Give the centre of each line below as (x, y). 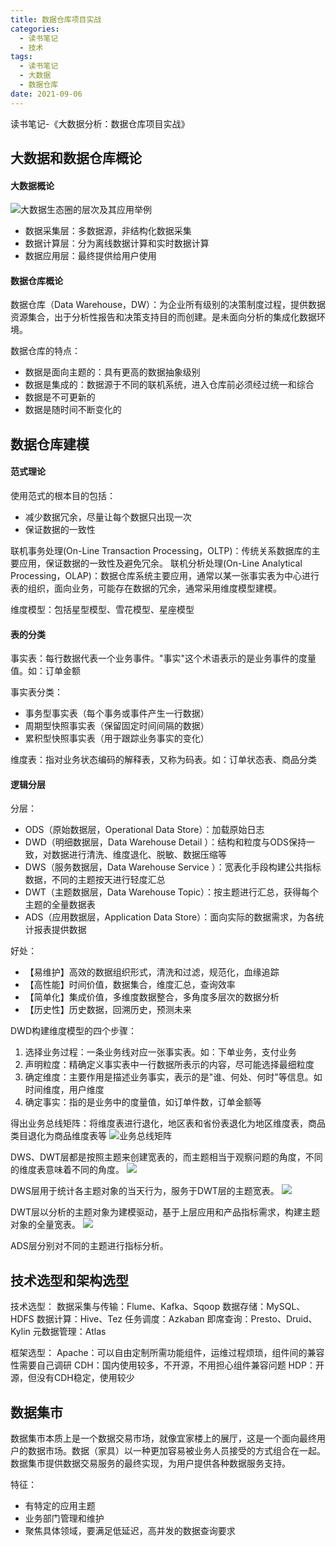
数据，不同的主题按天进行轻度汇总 (95, 880)
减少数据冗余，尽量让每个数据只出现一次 (108, 517)
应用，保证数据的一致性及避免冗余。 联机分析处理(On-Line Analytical (160, 563)
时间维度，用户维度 (64, 1090)
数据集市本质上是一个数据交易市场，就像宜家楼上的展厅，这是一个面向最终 (163, 1438)
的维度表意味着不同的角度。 (67, 1170)
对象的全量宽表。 (45, 1225)
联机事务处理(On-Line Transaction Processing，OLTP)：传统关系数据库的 (161, 551)
